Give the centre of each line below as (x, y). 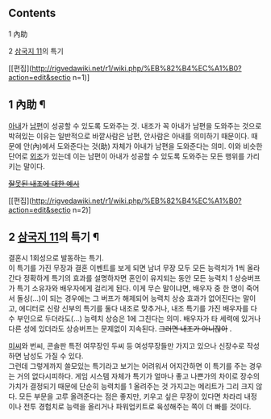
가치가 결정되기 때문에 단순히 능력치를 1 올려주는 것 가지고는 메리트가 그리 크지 (131, 387)
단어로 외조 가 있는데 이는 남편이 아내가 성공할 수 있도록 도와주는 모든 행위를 (127, 156)
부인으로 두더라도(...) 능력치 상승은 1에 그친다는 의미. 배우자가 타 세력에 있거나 (139, 319)
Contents (32, 13)
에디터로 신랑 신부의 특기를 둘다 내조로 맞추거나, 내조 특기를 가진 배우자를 (134, 309)
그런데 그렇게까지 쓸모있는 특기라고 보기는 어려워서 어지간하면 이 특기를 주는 (128, 366)
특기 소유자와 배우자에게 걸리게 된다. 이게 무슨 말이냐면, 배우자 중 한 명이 (130, 288)
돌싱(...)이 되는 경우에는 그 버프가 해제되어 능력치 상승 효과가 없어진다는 (129, 298)
